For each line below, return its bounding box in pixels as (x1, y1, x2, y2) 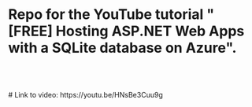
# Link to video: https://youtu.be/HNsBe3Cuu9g (8, 90, 163, 99)
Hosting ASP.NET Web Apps (55, 22, 245, 40)
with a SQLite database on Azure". (8, 39, 237, 57)
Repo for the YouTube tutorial (8, 6, 204, 24)
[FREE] (8, 22, 53, 40)
